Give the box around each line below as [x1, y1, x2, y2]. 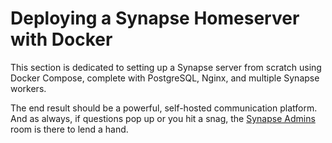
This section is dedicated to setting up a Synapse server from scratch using [10, 61, 322, 73]
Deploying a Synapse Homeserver [10, 7, 300, 30]
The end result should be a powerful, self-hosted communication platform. [10, 102, 318, 114]
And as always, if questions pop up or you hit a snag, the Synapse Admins [10, 112, 316, 124]
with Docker [10, 28, 113, 51]
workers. [10, 82, 47, 94]
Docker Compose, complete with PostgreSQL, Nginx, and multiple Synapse [10, 72, 320, 84]
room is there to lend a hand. [10, 123, 129, 135]
